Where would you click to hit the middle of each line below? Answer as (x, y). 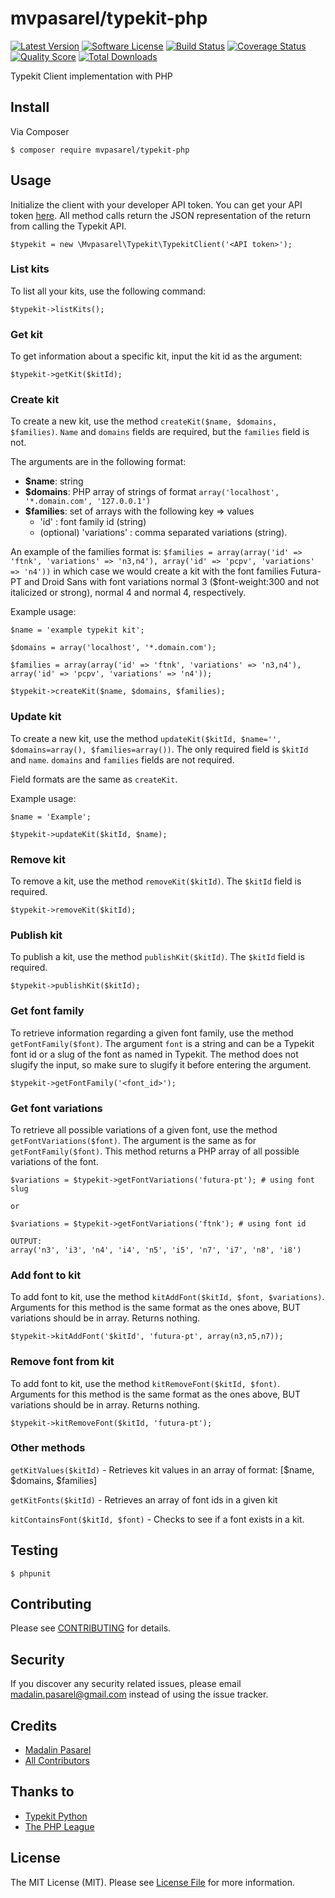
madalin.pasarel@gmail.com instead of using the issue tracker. (139, 1694)
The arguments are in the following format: (98, 462)
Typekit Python (56, 1816)
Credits (34, 1725)
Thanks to (42, 1792)
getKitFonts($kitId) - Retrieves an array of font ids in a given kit (144, 1499)
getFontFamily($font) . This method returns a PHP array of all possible (155, 1151)
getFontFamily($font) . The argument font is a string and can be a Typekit (162, 1043)
